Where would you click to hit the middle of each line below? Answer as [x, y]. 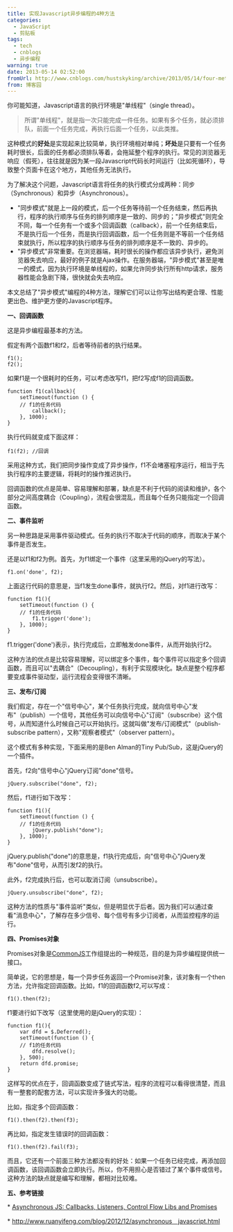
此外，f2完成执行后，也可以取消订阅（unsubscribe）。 [84, 880]
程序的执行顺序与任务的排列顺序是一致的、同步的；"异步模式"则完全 [127, 217]
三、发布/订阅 [27, 692]
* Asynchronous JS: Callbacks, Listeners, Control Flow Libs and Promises [112, 1207]
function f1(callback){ [42, 391]
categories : [24, 20]
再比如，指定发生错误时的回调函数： [59, 1134]
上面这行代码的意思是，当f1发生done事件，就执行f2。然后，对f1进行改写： [113, 586]
